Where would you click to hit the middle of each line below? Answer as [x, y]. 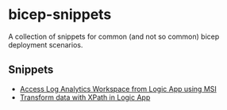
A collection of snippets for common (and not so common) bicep [114, 36]
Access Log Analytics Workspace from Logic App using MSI [118, 89]
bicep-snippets [60, 15]
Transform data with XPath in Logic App [85, 97]
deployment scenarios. [46, 44]
